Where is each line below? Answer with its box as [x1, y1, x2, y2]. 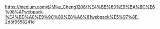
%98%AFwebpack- [5, 9, 45, 15]
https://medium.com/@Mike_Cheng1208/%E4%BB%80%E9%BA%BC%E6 [5, 4, 155, 10]
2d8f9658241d [5, 19, 35, 25]
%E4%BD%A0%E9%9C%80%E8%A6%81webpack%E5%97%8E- [5, 14, 140, 19]
